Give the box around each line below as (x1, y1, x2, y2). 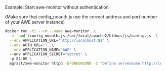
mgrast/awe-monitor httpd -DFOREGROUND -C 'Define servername (9, 61, 140, 66)
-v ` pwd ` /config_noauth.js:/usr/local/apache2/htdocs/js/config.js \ (9, 33, 158, 38)
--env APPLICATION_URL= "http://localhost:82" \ (9, 38, 110, 43)
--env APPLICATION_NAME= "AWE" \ (9, 47, 77, 52)
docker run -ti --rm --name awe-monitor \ (5, 29, 96, 34)
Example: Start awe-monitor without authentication (5, 4, 109, 10)
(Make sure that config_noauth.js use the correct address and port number (5, 14, 158, 19)
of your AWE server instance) (5, 19, 65, 25)
